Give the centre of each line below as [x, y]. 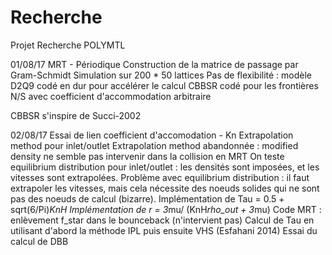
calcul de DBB [39, 241]
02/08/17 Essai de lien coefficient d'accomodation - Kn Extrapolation [152, 135]
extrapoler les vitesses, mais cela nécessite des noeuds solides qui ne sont [165, 188]
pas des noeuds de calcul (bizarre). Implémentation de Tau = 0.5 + [147, 198]
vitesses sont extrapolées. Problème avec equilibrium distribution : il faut [160, 177]
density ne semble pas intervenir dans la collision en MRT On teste [147, 156]
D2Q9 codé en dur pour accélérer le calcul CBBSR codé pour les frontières [164, 85]
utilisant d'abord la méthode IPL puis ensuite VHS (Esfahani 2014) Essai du [164, 230]
